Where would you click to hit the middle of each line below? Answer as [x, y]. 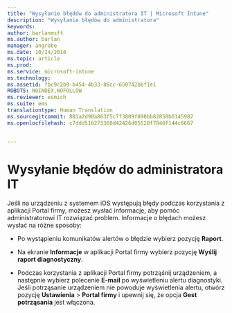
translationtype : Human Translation [60, 110]
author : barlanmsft [35, 33]
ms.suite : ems [28, 104]
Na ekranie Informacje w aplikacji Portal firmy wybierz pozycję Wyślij [117, 252]
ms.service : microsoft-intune [51, 71]
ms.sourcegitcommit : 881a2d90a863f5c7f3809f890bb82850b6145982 [100, 116]
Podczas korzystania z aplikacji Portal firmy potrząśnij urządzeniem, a [117, 273]
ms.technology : [29, 78]
